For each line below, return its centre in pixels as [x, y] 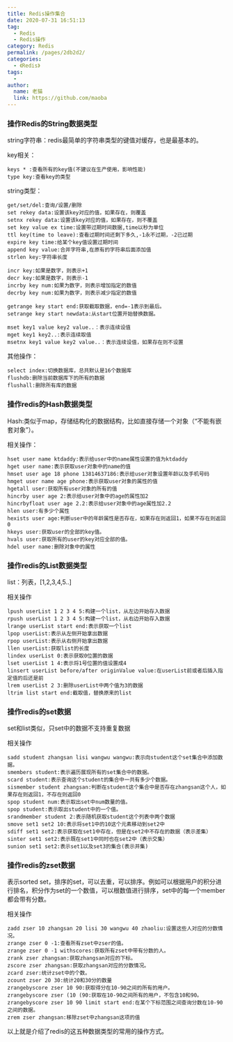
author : [18, 85]
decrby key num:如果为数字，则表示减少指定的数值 [72, 293]
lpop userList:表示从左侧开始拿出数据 [58, 633]
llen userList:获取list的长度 [48, 648]
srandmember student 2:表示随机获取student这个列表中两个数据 [91, 817]
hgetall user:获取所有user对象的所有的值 [62, 489]
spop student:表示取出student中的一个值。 [64, 810]
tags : [15, 72]
